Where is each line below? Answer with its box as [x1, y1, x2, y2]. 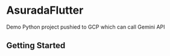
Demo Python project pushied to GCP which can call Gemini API [6, 23, 165, 30]
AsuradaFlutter [6, 4, 84, 17]
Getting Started [6, 41, 66, 51]
